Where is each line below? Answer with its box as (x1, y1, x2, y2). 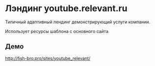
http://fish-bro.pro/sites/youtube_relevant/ (5, 55, 90, 61)
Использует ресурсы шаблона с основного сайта (5, 28, 109, 34)
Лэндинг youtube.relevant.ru (5, 3, 128, 14)
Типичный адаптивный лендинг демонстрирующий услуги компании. (5, 19, 151, 25)
